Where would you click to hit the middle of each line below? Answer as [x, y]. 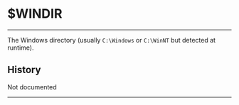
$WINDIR [35, 14]
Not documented [32, 87]
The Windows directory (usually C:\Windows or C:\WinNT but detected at [111, 40]
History [24, 70]
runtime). [21, 48]
